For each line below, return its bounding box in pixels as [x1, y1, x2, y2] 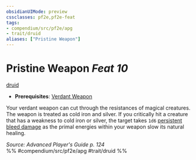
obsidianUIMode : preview [6, 8, 68, 15]
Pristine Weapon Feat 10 [6, 62, 128, 75]
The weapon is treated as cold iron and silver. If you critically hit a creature [6, 110, 188, 117]
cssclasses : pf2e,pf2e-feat [6, 14, 76, 20]
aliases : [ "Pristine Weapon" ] [6, 36, 81, 42]
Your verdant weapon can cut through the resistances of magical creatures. [6, 104, 191, 111]
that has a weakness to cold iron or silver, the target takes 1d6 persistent [6, 117, 182, 124]
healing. [6, 129, 26, 136]
